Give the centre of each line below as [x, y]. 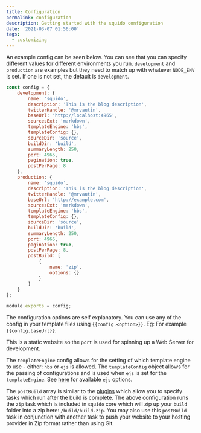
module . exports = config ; [39, 306]
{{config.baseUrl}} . [31, 330]
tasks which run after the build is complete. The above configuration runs [97, 398]
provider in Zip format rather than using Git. [60, 423]
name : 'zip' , [66, 267]
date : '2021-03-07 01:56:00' [43, 29]
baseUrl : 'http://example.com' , [69, 200]
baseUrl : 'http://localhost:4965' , [73, 115]
